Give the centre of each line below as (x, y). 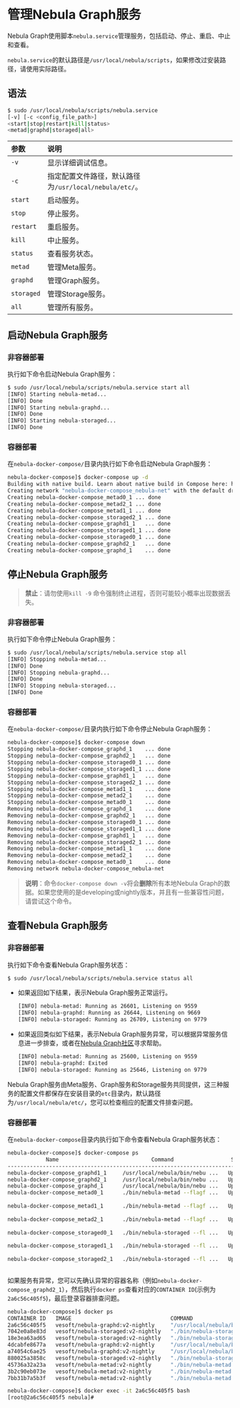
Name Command (110, 1160)
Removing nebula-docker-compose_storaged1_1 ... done (89, 829)
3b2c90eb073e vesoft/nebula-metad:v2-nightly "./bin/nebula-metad (120, 1372)
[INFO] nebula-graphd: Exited (63, 1063)
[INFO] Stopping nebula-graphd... (59, 673)
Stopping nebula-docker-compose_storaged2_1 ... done (89, 783)
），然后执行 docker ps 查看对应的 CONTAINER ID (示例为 (139, 1289)
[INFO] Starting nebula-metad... (57, 394)
